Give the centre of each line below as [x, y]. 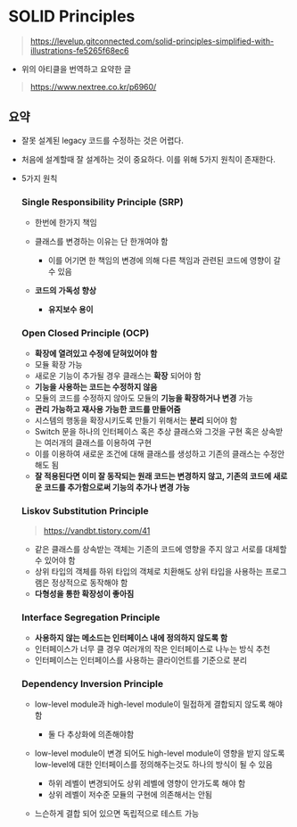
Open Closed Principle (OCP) [85, 333]
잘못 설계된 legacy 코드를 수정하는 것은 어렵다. [103, 140]
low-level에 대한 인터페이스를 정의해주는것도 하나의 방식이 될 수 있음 [153, 765]
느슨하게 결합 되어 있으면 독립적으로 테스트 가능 [117, 814]
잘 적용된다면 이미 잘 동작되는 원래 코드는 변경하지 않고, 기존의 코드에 [153, 476]
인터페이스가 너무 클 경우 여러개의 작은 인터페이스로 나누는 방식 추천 [153, 649]
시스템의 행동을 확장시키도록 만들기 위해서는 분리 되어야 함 [136, 420]
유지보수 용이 [70, 310]
